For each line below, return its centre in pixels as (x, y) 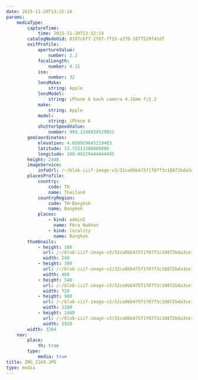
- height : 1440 (56, 313)
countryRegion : (56, 198)
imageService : (44, 165)
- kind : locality (70, 230)
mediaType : (30, 22)
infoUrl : (48, 171)
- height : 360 (55, 264)
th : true (48, 346)
